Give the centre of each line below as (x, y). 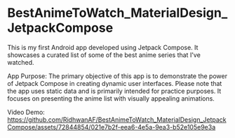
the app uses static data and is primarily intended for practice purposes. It (114, 91)
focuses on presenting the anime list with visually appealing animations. (111, 98)
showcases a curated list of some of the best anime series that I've (104, 55)
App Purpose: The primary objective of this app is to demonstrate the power (117, 76)
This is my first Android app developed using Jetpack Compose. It (103, 47)
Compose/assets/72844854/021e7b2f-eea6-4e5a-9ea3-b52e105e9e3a (112, 127)
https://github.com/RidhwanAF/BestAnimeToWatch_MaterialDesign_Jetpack (117, 119)
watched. (21, 62)
